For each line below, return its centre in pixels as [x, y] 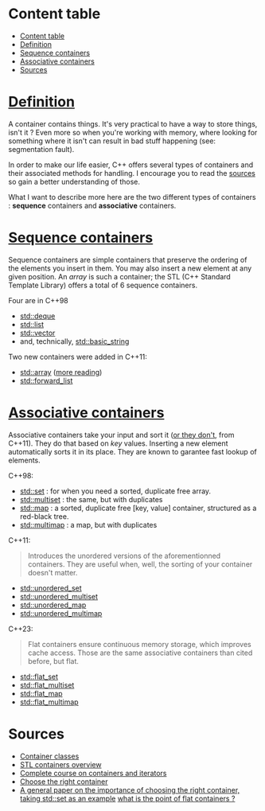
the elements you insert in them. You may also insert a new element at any [130, 268]
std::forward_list [46, 380]
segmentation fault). [41, 149]
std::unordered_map [53, 605]
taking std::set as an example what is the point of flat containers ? [127, 798]
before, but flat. [53, 661]
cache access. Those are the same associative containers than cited [140, 653]
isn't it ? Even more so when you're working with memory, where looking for [133, 132]
